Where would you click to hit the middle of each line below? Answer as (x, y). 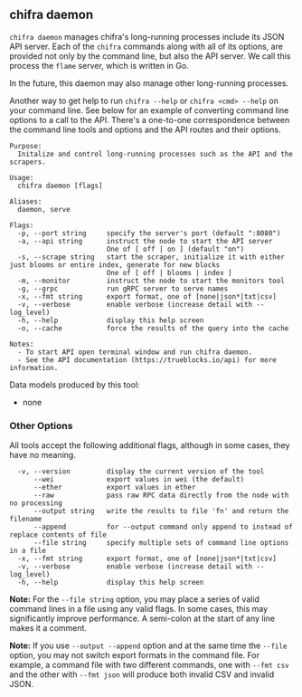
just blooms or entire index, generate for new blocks (115, 265)
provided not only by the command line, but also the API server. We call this (150, 56)
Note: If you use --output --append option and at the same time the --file (148, 645)
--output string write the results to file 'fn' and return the (161, 511)
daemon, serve (44, 209)
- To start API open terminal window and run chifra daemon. (135, 352)
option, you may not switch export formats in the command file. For (135, 655)
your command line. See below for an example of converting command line (149, 110)
